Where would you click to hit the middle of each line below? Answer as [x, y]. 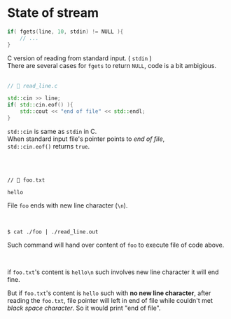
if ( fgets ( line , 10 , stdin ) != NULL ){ [65, 32]
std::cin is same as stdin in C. [52, 131]
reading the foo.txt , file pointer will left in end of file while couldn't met [110, 300]
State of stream [53, 13]
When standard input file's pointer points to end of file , [86, 139]
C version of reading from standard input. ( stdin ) [79, 58]
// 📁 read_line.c [33, 86]
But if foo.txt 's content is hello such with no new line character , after [109, 293]
